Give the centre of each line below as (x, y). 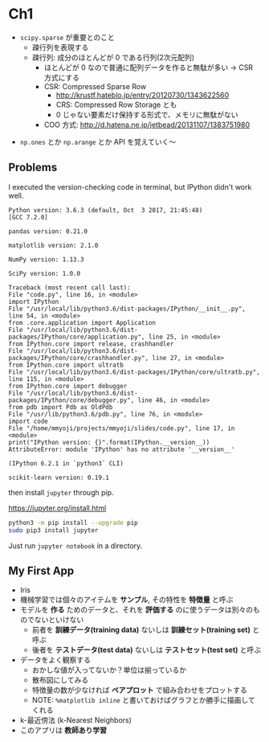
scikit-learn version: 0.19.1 (59, 478)
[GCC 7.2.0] (28, 217)
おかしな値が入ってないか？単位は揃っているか (109, 670)
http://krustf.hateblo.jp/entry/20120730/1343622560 (143, 95)
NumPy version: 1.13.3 (46, 259)
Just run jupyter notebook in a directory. (75, 545)
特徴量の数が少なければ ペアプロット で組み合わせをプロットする (139, 690)
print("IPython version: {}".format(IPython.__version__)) (109, 442)
